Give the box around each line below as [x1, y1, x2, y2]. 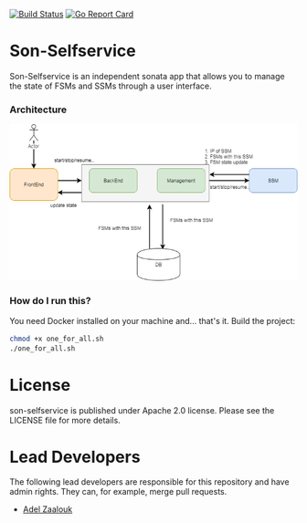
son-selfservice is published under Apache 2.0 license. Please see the [9, 404, 275, 415]
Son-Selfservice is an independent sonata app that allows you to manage [9, 70, 285, 81]
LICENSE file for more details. [9, 414, 121, 425]
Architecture [9, 103, 68, 116]
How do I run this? [9, 295, 91, 308]
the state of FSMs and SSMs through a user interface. [9, 80, 212, 91]
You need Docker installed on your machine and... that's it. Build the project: [9, 315, 296, 326]
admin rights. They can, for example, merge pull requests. [9, 486, 228, 497]
